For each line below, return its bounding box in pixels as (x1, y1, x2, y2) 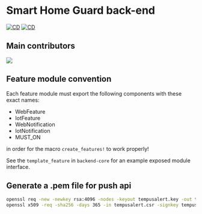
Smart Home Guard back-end (6, 4, 155, 17)
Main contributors (6, 41, 75, 51)
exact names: (6, 96, 40, 103)
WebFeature (14, 108, 46, 115)
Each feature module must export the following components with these (6, 90, 182, 97)
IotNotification (14, 127, 50, 134)
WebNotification (14, 121, 55, 128)
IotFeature (14, 114, 41, 121)
